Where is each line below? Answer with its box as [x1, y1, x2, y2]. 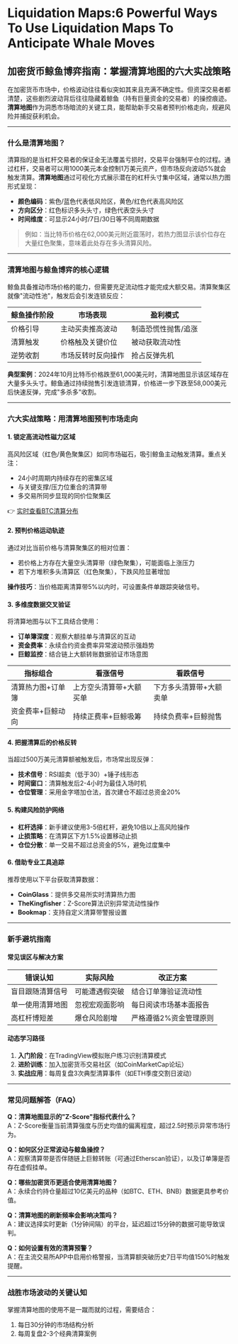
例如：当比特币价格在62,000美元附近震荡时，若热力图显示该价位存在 [24, 230, 227, 238]
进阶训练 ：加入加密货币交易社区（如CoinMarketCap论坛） [17, 1060, 188, 1069]
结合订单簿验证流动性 [131, 986, 203, 996]
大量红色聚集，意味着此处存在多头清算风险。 [24, 239, 156, 248]
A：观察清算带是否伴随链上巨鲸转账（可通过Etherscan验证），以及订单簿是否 [7, 1155, 231, 1163]
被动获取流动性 [131, 337, 182, 347]
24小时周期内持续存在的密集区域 [17, 473, 113, 482]
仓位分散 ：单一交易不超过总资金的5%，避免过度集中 [17, 840, 171, 849]
